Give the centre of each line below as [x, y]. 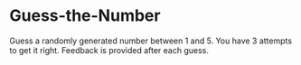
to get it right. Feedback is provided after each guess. [109, 50]
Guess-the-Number [85, 16]
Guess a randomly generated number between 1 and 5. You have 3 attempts [150, 41]
